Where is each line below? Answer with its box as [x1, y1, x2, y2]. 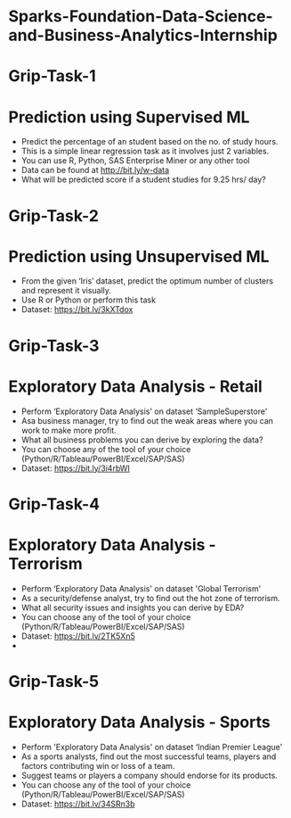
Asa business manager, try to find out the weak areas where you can [20, 415, 273, 426]
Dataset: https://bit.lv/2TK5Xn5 [20, 631, 135, 641]
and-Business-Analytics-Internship [8, 25, 278, 45]
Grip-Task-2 [8, 205, 100, 226]
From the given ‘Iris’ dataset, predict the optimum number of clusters [20, 276, 273, 286]
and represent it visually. [20, 285, 112, 296]
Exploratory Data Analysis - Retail [8, 376, 263, 396]
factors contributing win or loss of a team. [20, 760, 175, 771]
